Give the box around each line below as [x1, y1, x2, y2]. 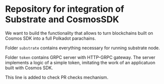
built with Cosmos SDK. [5, 65, 53, 71]
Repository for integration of [5, 3, 124, 15]
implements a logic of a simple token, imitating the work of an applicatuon [5, 59, 156, 65]
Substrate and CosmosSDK [5, 14, 120, 25]
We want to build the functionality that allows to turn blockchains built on [5, 30, 153, 36]
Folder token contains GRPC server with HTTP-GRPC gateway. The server [5, 54, 156, 60]
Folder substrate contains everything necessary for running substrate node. [5, 45, 160, 51]
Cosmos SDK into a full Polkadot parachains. [5, 35, 96, 41]
